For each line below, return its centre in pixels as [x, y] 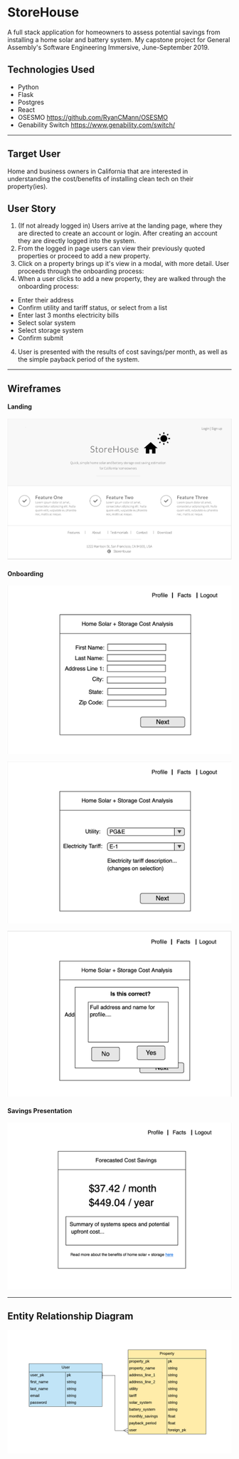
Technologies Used [51, 70]
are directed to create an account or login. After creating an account [118, 233]
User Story [32, 209]
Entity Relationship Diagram [70, 1316]
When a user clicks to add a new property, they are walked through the [122, 279]
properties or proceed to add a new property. [84, 256]
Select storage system [51, 331]
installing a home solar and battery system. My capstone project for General [119, 39]
